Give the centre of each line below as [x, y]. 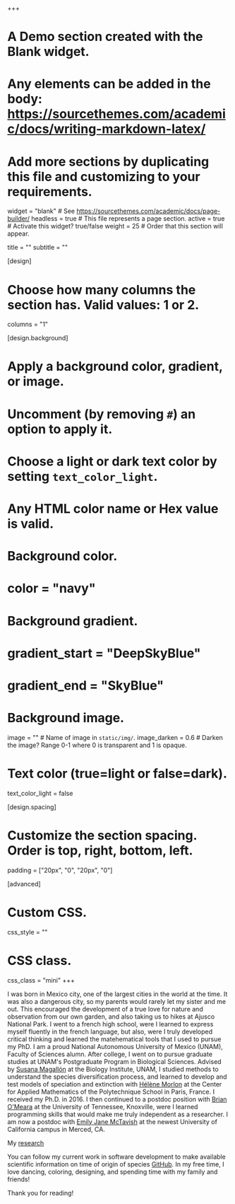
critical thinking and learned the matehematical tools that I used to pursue [114, 1039]
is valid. [31, 523]
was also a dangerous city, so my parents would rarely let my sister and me [117, 1001]
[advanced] [24, 884]
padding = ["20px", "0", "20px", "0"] [60, 870]
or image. [36, 382]
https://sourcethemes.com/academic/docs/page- [149, 211]
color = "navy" [52, 589]
